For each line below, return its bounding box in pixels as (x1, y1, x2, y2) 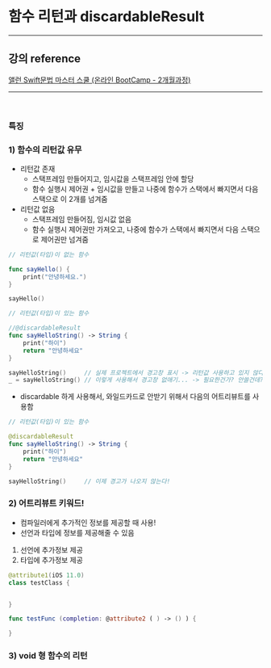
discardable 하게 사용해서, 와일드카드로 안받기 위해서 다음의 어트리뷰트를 (19, 392, 252, 401)
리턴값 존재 (19, 163, 56, 174)
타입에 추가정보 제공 (19, 555, 83, 565)
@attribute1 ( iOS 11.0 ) (8, 571, 85, 579)
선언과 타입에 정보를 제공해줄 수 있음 (19, 527, 135, 537)
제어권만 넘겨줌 (40, 234, 89, 244)
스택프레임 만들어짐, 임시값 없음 (31, 214, 131, 224)
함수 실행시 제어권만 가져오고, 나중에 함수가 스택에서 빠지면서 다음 (31, 224, 240, 234)
